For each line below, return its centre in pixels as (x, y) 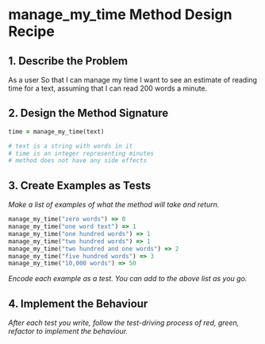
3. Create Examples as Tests (80, 186)
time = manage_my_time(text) (56, 131)
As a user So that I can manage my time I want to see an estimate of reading (133, 80)
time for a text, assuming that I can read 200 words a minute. (108, 88)
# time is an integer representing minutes (81, 153)
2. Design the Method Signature (88, 113)
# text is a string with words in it (71, 146)
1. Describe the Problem (68, 61)
